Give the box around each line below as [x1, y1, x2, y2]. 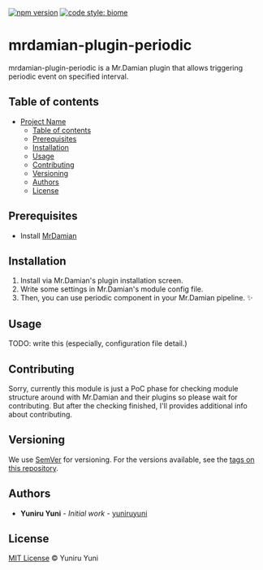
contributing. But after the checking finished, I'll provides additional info [8, 401, 248, 410]
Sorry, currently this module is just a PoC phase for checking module [8, 384, 239, 393]
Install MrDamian [19, 231, 77, 240]
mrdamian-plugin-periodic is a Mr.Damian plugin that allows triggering [8, 63, 244, 72]
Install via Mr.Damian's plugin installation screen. [19, 276, 184, 286]
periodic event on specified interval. [8, 71, 129, 81]
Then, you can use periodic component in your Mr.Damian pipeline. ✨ [19, 293, 253, 303]
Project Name [19, 116, 67, 126]
